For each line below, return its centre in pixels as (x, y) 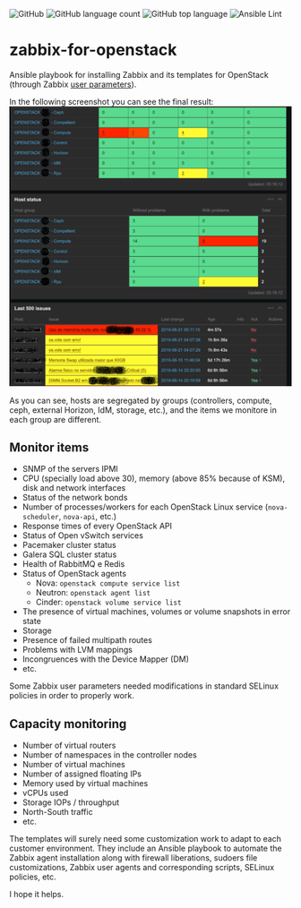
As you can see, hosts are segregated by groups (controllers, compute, (141, 400)
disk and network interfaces (74, 488)
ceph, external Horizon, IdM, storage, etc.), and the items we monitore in (143, 410)
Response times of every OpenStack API (97, 526)
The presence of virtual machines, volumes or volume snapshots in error (156, 612)
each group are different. (55, 419)
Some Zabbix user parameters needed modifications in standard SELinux (144, 686)
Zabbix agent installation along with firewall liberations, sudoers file (133, 858)
